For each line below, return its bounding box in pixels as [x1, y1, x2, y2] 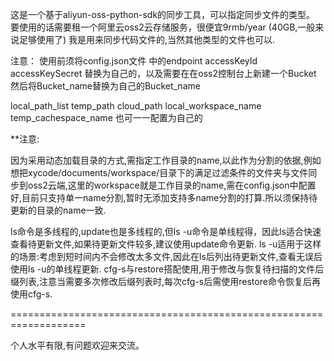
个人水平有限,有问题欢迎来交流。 [10, 339, 145, 351]
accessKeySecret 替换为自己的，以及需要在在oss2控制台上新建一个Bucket [10, 68, 317, 79]
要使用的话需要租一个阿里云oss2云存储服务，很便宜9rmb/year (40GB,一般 [10, 21, 316, 33]
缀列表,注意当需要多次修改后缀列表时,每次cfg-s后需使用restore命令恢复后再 [10, 276, 321, 287]
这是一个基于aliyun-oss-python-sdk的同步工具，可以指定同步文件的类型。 [10, 9, 316, 20]
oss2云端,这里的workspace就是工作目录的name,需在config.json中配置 [27, 179, 317, 191]
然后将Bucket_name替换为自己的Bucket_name [10, 80, 201, 92]
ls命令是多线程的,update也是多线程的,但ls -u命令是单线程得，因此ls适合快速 [10, 226, 322, 237]
